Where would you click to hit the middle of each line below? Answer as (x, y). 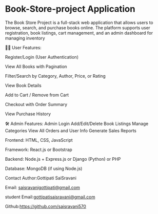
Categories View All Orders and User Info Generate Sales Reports (71, 130)
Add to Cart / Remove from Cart (37, 95)
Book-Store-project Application (70, 9)
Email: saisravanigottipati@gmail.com (43, 187)
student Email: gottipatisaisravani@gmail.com (50, 197)
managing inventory (25, 38)
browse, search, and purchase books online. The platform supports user (78, 27)
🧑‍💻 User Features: (23, 47)
